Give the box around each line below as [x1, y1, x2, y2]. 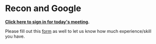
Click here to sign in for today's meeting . [5, 19, 90, 25]
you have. [5, 33, 25, 39]
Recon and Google [5, 3, 81, 14]
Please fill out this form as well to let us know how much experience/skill [5, 28, 152, 34]
